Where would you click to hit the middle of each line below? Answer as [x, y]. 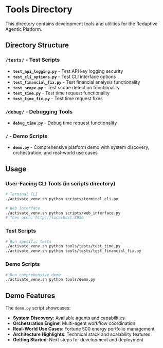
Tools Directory [39, 9]
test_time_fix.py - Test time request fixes [58, 98]
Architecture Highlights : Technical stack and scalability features [81, 334]
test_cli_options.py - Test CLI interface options [64, 76]
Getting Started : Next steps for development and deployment [78, 340]
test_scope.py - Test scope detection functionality [66, 87]
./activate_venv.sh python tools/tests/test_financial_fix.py [73, 251]
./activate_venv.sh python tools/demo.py [50, 280]
